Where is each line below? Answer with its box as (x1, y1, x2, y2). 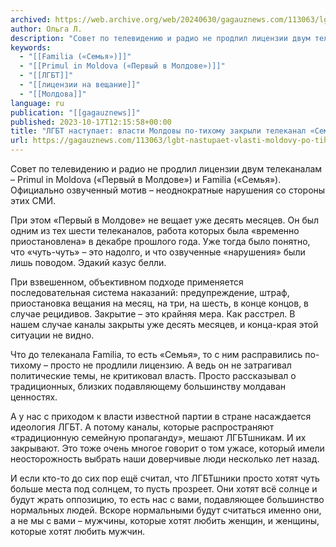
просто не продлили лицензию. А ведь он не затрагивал (50, 359, 292, 371)
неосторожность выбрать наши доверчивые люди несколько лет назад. (10, 453, 320, 465)
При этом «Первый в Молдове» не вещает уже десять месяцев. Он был (10, 214, 320, 226)
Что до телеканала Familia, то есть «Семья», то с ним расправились (10, 349, 303, 360)
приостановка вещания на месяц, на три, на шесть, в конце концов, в (10, 297, 310, 309)
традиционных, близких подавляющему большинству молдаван (10, 381, 287, 392)
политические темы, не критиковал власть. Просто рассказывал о (10, 370, 297, 381)
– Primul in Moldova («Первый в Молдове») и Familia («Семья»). (10, 174, 282, 185)
